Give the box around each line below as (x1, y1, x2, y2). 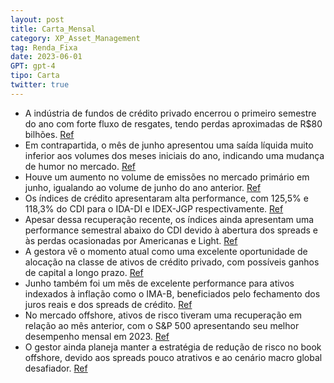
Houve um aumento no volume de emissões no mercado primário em (24, 171, 310, 183)
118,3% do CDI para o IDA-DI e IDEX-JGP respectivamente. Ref (24, 202, 284, 215)
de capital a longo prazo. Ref (24, 266, 144, 278)
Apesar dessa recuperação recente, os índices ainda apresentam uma (24, 213, 315, 225)
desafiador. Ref (24, 362, 88, 374)
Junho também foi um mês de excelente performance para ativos (24, 277, 295, 289)
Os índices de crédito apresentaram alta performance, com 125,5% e (24, 192, 309, 204)
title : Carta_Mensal (10, 24, 97, 34)
